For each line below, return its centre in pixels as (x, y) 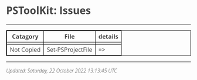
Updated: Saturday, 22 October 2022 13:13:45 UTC (62, 70)
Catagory (25, 36)
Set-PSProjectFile (69, 49)
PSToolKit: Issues (48, 10)
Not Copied (25, 49)
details (108, 36)
